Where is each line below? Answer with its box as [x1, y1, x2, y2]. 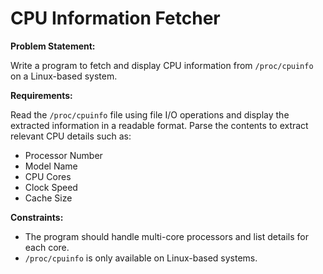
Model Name [24, 160, 78, 172]
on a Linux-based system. [10, 70, 118, 82]
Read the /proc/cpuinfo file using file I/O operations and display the [10, 108, 290, 121]
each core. [24, 241, 70, 253]
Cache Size [24, 192, 73, 204]
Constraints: [10, 211, 64, 223]
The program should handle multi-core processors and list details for [24, 230, 309, 242]
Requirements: [10, 89, 73, 101]
